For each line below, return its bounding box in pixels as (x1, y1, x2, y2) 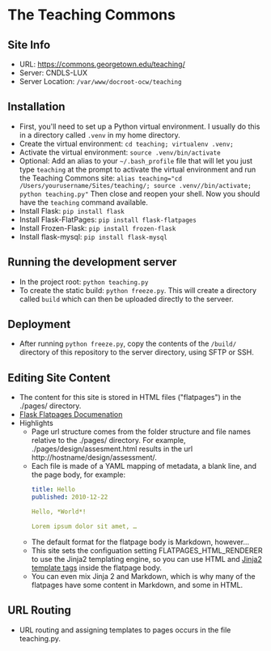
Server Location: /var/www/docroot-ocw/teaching (19, 77, 182, 86)
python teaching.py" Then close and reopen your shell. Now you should (19, 189, 260, 198)
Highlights (19, 419, 53, 428)
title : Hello (31, 486, 76, 494)
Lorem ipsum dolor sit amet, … (31, 522, 138, 530)
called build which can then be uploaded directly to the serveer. (19, 294, 234, 304)
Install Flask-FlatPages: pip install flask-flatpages (19, 215, 197, 224)
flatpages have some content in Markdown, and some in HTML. (31, 580, 243, 589)
